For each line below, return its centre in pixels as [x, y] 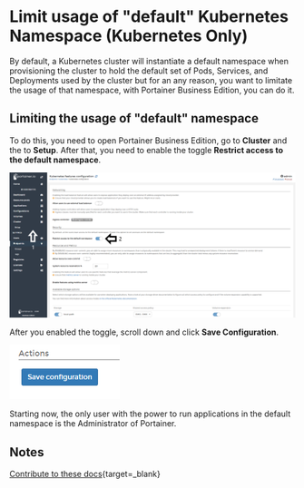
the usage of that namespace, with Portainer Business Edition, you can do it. [152, 90]
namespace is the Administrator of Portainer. [93, 424]
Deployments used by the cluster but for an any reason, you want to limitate [151, 80]
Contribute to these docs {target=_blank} [85, 473]
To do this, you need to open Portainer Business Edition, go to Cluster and [148, 140]
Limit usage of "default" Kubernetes [149, 17]
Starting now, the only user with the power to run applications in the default [150, 414]
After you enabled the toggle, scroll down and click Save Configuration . [144, 332]
